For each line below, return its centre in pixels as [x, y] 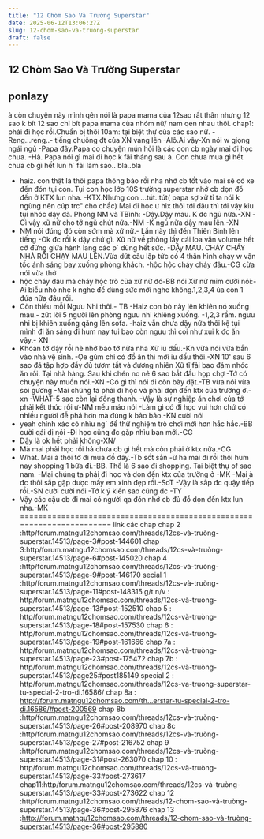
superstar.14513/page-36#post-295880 [84, 826]
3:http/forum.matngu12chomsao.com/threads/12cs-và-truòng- [121, 550]
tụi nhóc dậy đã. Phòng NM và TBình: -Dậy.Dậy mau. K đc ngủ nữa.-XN [135, 215]
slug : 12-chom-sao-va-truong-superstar [74, 30]
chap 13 [162, 810]
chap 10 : [162, 759]
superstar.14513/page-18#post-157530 [82, 625]
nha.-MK [34, 508]
